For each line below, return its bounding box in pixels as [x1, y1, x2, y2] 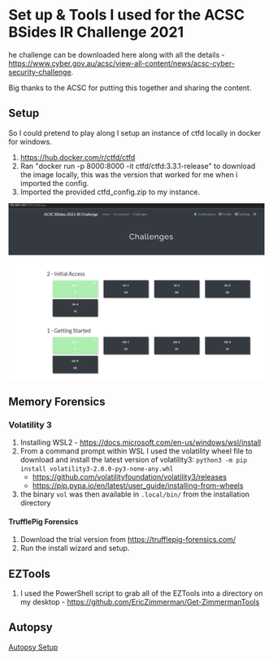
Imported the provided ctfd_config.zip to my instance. [19, 187, 201, 197]
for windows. [8, 137, 53, 146]
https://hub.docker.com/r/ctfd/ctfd [19, 152, 136, 162]
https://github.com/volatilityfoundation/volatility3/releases [32, 471, 227, 481]
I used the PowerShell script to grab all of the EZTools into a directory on [19, 588, 263, 598]
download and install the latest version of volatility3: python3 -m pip [19, 454, 248, 464]
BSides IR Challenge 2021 [8, 23, 184, 41]
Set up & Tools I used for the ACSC [8, 6, 245, 24]
